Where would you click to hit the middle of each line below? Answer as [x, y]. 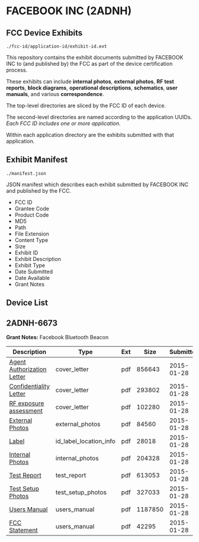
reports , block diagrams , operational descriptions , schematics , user [92, 88]
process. [17, 70]
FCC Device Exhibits [44, 33]
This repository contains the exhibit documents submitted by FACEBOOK [95, 57]
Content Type [31, 240]
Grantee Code [32, 208]
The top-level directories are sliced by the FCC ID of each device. [86, 106]
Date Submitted [34, 272]
